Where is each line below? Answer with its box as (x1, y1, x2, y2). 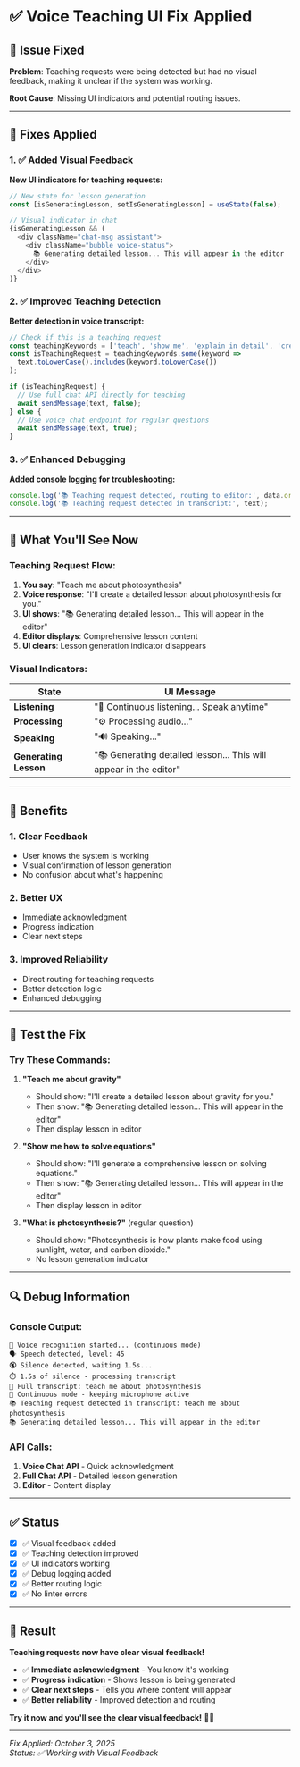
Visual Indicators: (9, 662, 87, 675)
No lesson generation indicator (35, 1254, 150, 1265)
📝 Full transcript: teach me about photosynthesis (9, 1382, 202, 1391)
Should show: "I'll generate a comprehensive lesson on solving (35, 1158, 268, 1169)
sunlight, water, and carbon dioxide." (35, 1244, 171, 1255)
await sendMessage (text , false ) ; (17, 399, 142, 408)
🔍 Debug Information (9, 1289, 131, 1304)
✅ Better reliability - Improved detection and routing (21, 1695, 216, 1705)
